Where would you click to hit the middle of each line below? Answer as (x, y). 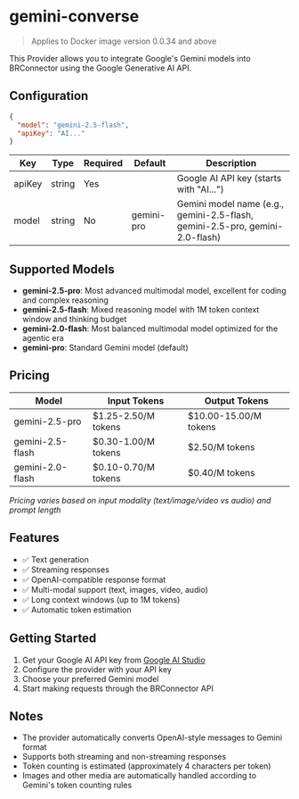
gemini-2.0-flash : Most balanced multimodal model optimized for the (150, 329)
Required (103, 163)
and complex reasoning (65, 300)
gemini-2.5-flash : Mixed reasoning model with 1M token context (141, 310)
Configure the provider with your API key (97, 669)
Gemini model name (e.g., (230, 204)
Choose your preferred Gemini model (90, 678)
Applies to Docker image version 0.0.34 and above (124, 41)
